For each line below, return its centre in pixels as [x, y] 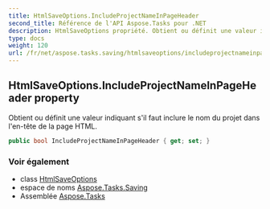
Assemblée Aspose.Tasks [63, 196]
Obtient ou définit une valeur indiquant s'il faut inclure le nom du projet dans [134, 117]
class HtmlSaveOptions [59, 178]
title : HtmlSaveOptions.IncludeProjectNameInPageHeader [104, 16]
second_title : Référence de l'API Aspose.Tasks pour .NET [107, 23]
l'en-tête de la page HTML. [53, 126]
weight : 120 [28, 46]
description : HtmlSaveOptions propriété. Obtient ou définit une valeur [133, 31]
